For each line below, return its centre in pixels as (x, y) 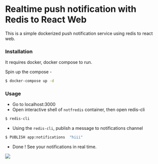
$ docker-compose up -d (30, 81)
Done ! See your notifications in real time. (54, 147)
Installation (19, 52)
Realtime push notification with (71, 9)
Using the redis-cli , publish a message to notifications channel (78, 128)
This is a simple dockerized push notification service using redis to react (79, 33)
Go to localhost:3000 (34, 105)
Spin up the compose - (28, 72)
